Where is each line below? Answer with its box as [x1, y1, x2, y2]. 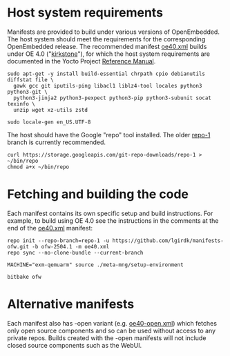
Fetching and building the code [7, 186, 189, 202]
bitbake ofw [7, 273, 41, 280]
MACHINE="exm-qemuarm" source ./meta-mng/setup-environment [7, 261, 184, 268]
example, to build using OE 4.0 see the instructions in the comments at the [7, 216, 219, 225]
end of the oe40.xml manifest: [7, 224, 93, 232]
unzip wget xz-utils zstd [13, 106, 88, 113]
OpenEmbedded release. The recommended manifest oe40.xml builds [7, 42, 207, 50]
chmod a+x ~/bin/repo [7, 164, 70, 170]
